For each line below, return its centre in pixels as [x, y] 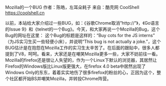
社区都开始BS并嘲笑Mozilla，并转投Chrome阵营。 [60, 79]
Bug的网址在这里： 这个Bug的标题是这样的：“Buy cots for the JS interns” [80, 35]
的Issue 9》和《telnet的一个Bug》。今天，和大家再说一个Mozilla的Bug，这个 [83, 29]
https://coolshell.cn [25, 13]
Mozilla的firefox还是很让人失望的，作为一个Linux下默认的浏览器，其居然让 [81, 60]
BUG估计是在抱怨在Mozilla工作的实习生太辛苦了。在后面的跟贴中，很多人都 [83, 48]
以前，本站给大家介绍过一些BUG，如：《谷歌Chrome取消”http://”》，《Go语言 [82, 23]
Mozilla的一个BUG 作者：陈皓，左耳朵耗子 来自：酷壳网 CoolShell [72, 7]
